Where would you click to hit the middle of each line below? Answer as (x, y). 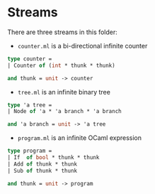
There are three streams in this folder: (63, 32)
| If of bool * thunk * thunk (53, 158)
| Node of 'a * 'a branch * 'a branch (64, 112)
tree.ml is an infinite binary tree (64, 92)
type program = (30, 151)
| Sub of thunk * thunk (42, 171)
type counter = (30, 59)
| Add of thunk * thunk (42, 164)
